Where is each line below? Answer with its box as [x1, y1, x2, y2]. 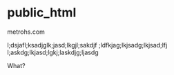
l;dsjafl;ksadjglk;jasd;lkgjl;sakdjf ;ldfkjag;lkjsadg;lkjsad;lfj [7, 41, 168, 49]
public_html [7, 5, 77, 21]
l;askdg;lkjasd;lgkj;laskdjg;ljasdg [7, 48, 99, 56]
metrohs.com [7, 28, 45, 36]
